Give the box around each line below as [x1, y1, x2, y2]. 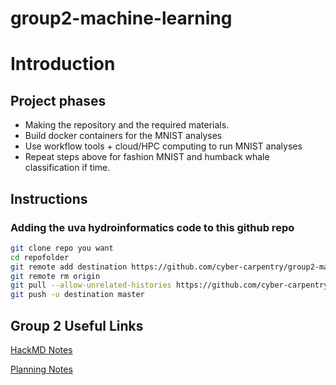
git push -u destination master [10, 290, 145, 300]
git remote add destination [10, 262, 128, 272]
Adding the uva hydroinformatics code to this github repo [10, 220, 295, 234]
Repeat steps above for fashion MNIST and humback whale [24, 151, 270, 163]
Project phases [10, 92, 107, 109]
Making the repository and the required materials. [24, 119, 230, 131]
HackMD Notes [10, 343, 73, 356]
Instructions [10, 190, 88, 207]
